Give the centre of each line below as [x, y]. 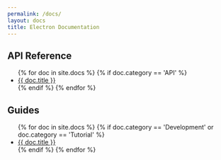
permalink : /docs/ [34, 14]
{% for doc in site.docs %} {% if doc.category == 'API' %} [102, 73]
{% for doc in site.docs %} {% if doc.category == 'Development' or [115, 127]
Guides [24, 110]
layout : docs [27, 21]
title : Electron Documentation [53, 27]
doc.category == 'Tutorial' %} [61, 135]
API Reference [40, 56]
